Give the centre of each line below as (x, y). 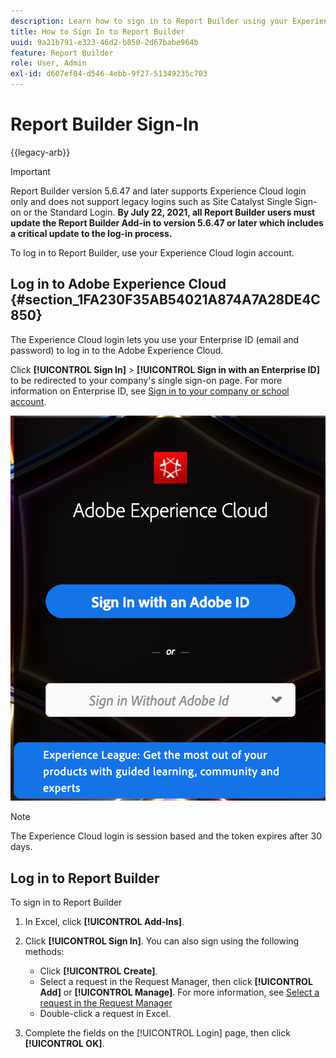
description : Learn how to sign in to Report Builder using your (149, 21)
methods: (44, 951)
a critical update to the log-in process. (91, 233)
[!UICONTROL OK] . (64, 1043)
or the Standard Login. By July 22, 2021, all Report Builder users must (169, 212)
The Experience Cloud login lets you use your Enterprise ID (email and (155, 339)
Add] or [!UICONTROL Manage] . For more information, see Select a (179, 992)
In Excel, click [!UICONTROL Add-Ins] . (104, 921)
